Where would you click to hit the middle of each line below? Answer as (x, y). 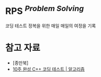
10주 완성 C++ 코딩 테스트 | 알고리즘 (48, 69)
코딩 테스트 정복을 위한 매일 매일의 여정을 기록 (51, 26)
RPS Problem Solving (45, 10)
